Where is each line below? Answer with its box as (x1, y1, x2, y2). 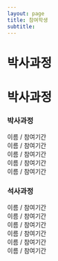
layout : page (7, 10, 45, 17)
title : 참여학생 (7, 17, 48, 24)
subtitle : (7, 23, 36, 30)
